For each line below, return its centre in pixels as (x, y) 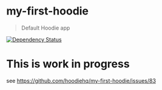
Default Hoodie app (46, 28)
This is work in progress (68, 64)
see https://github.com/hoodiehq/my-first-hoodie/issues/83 (81, 80)
